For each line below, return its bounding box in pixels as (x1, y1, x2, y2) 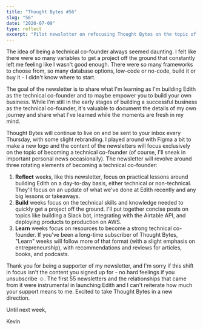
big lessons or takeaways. (15, 193, 81, 200)
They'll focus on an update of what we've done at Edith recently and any (15, 186, 196, 194)
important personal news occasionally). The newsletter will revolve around (6, 155, 192, 162)
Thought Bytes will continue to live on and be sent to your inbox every (6, 130, 181, 137)
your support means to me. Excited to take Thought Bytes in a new (6, 288, 173, 295)
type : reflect (6, 25, 42, 32)
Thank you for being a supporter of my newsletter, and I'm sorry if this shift (6, 262, 194, 269)
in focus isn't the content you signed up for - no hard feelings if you (6, 269, 175, 276)
